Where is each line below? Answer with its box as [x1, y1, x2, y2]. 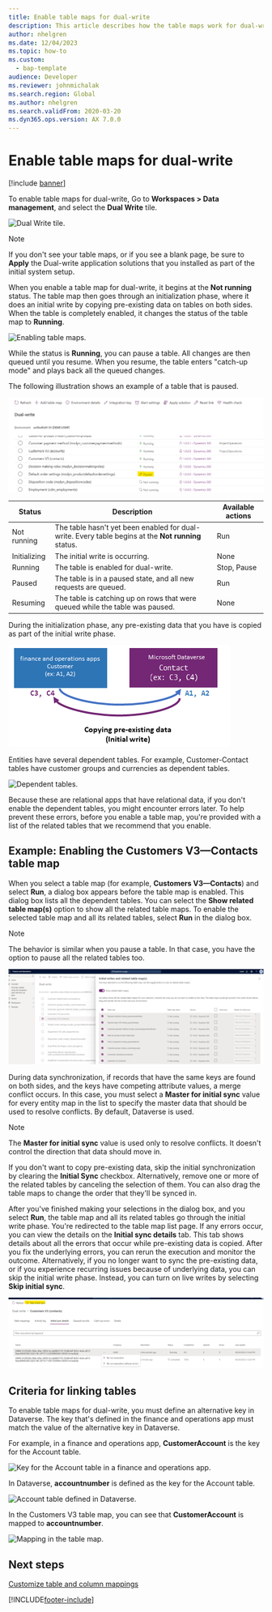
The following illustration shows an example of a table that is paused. [8, 382, 239, 391]
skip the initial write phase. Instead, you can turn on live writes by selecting [8, 1273, 259, 1282]
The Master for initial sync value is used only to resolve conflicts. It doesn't [8, 1138, 261, 1148]
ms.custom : [8, 56, 45, 64]
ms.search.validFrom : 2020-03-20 [8, 107, 121, 115]
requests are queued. [54, 582, 126, 592]
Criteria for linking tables [8, 1384, 137, 1397]
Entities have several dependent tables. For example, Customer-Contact [8, 754, 249, 765]
